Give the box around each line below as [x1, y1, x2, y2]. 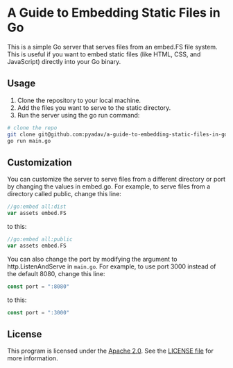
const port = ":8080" [7, 283, 70, 290]
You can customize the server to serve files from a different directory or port [7, 175, 226, 184]
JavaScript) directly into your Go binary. [7, 57, 121, 65]
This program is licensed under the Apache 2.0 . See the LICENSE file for [7, 346, 214, 355]
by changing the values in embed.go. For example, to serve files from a [7, 182, 211, 191]
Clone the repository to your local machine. [17, 96, 141, 104]
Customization [7, 157, 73, 168]
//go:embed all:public [7, 235, 73, 243]
